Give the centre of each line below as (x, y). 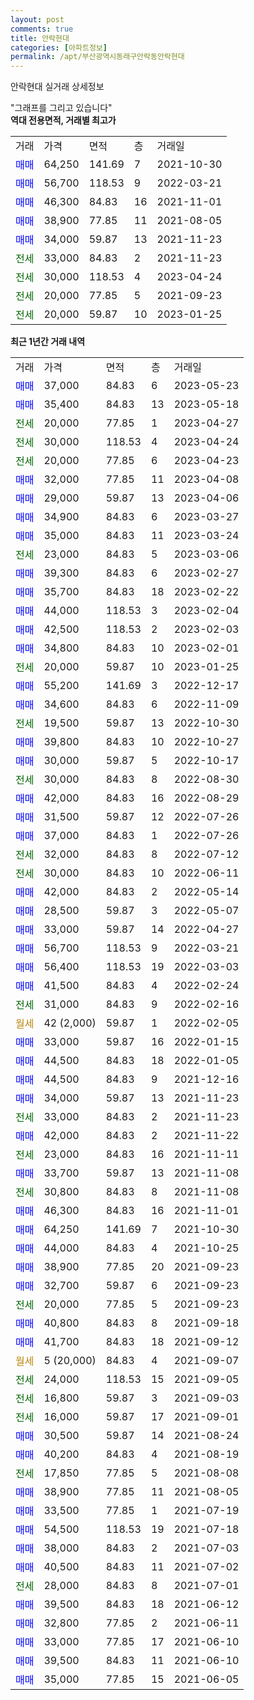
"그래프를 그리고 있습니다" (61, 108)
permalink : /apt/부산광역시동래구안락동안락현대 (97, 57)
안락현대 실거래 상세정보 (57, 87)
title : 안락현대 (40, 38)
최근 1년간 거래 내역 (48, 342)
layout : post (37, 19)
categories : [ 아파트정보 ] (59, 47)
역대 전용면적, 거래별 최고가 (63, 120)
